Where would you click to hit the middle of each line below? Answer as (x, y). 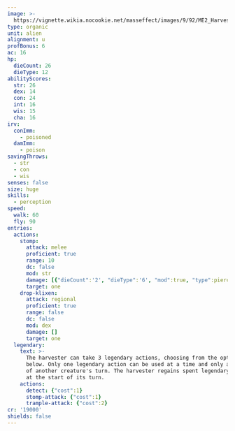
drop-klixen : (39, 293)
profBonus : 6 (26, 46)
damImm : (25, 144)
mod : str (38, 273)
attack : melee (47, 248)
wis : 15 (25, 111)
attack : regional (51, 300)
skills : (19, 196)
